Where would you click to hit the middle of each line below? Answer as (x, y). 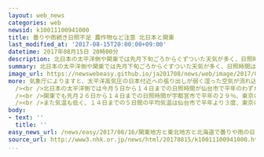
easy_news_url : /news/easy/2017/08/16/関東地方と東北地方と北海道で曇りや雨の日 (132, 132)
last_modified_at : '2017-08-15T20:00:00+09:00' (88, 45)
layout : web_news (37, 15)
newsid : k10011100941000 (49, 30)
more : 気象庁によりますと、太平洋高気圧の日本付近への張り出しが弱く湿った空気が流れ (130, 81)
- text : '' (26, 118)
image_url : (26, 74)
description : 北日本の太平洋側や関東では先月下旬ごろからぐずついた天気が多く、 (125, 60)
